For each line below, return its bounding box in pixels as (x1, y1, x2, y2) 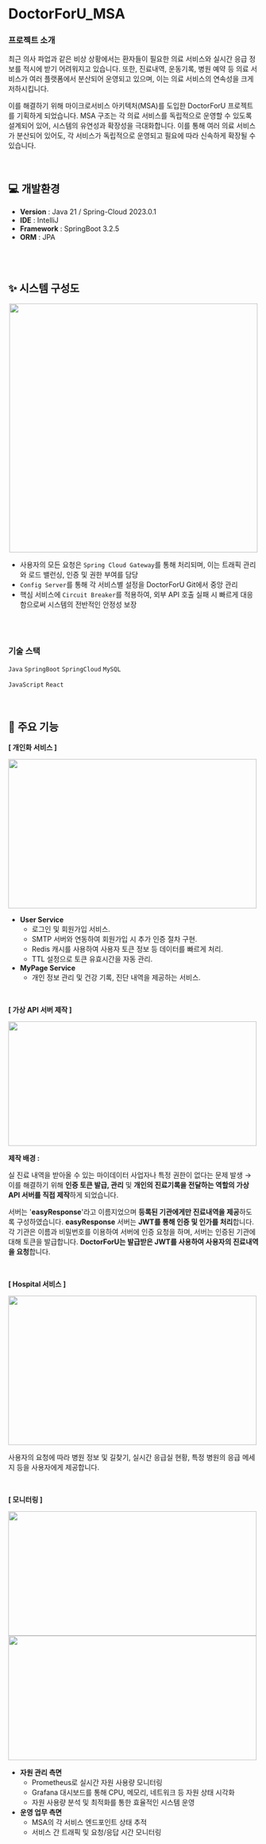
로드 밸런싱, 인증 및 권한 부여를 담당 (28, 570, 139, 580)
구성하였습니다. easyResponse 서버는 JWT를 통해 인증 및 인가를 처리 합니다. (16, 1217, 254, 1227)
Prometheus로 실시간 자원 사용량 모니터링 (31, 1778, 163, 1787)
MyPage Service (19, 963, 76, 973)
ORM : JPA (19, 233, 56, 242)
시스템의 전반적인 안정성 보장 (47, 600, 137, 609)
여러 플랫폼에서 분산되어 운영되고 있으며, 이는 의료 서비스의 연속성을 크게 (29, 74, 254, 84)
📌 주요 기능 (8, 720, 60, 734)
